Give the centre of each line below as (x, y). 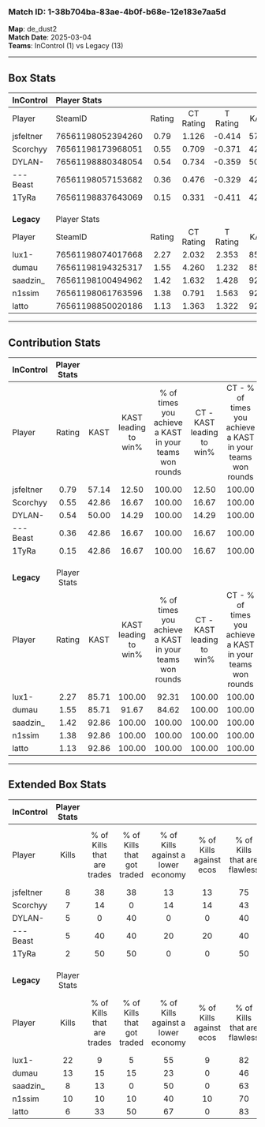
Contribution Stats (54, 342)
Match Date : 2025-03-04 (50, 37)
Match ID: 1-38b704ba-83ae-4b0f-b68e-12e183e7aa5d (117, 12)
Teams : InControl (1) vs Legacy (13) (66, 46)
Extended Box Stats (57, 785)
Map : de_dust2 (33, 29)
